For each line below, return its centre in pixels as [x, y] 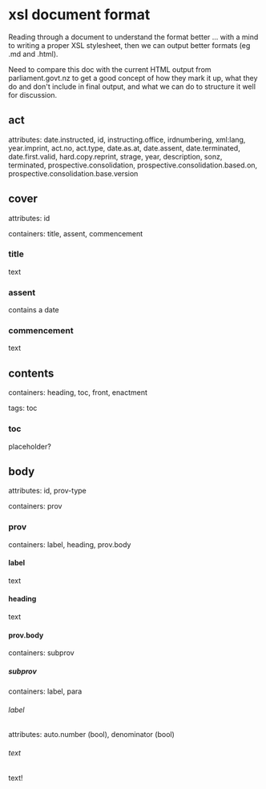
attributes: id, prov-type [47, 491]
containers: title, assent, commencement [76, 233]
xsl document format [79, 15]
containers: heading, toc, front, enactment [78, 392]
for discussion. [33, 95]
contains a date [34, 310]
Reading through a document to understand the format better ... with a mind [133, 37]
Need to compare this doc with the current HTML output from [110, 69]
